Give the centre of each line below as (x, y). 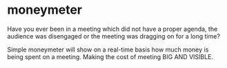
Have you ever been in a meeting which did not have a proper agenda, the (112, 29)
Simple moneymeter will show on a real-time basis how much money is (108, 49)
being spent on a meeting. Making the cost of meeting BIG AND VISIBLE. (110, 56)
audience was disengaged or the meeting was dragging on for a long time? (114, 36)
